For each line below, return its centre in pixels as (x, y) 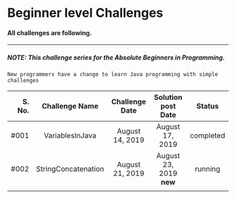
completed (208, 136)
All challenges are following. (50, 32)
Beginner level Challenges (85, 13)
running (208, 169)
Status (208, 106)
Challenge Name (70, 106)
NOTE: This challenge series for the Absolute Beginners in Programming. (116, 57)
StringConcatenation (70, 169)
